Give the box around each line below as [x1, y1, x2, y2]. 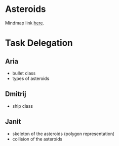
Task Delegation [5, 37, 73, 49]
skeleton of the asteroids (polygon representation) [12, 131, 115, 137]
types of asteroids [12, 75, 49, 81]
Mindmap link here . [5, 20, 44, 26]
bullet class [12, 70, 36, 76]
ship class [12, 103, 33, 109]
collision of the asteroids [12, 136, 63, 142]
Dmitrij [5, 90, 26, 98]
